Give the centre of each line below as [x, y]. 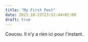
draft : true [18, 19]
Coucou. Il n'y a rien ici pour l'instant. [45, 34]
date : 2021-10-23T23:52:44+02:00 [41, 15]
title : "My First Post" [31, 10]
